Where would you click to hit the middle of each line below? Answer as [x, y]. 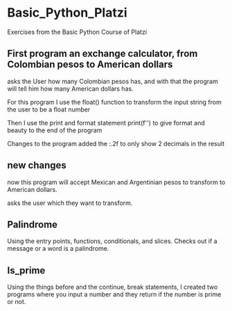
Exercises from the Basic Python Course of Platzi [77, 32]
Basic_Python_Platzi [67, 13]
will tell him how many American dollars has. [70, 89]
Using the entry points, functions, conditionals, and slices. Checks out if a [112, 241]
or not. [17, 302]
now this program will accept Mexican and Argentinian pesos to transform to [116, 182]
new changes [37, 165]
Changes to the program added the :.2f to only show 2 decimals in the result [116, 143]
